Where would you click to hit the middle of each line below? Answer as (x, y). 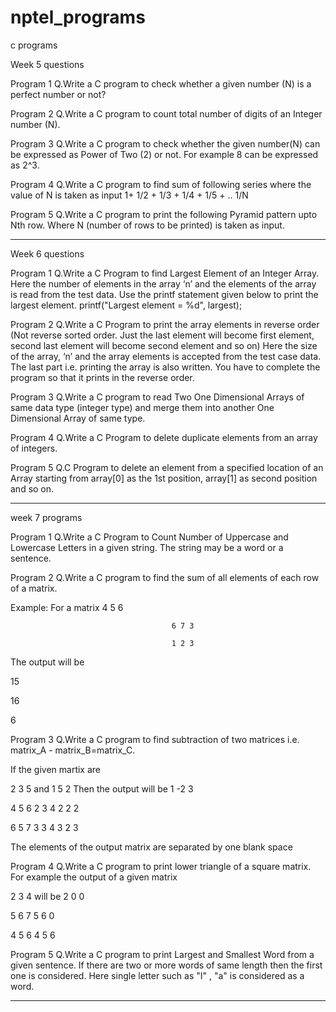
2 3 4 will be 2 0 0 (47, 896)
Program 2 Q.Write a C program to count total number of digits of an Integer (166, 113)
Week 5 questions (47, 64)
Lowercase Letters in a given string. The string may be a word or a (147, 547)
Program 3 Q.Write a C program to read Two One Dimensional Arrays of (157, 397)
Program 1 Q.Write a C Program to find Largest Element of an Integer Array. (165, 273)
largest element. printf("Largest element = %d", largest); (126, 305)
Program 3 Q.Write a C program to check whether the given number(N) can (165, 143)
